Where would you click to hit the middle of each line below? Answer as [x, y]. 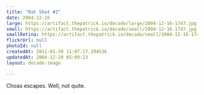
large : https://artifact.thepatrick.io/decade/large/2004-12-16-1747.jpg [102, 23]
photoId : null [24, 46]
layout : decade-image [34, 63]
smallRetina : [23, 35]
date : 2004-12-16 [28, 18]
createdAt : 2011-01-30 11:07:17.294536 [57, 52]
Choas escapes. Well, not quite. [46, 85]
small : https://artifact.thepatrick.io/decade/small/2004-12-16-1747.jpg [102, 29]
